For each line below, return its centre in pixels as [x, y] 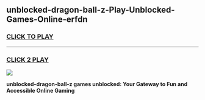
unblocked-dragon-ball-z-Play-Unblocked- [91, 10]
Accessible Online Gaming [41, 90]
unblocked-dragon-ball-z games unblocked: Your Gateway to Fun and [97, 84]
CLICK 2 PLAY [27, 59]
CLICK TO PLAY [30, 37]
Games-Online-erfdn [47, 20]
